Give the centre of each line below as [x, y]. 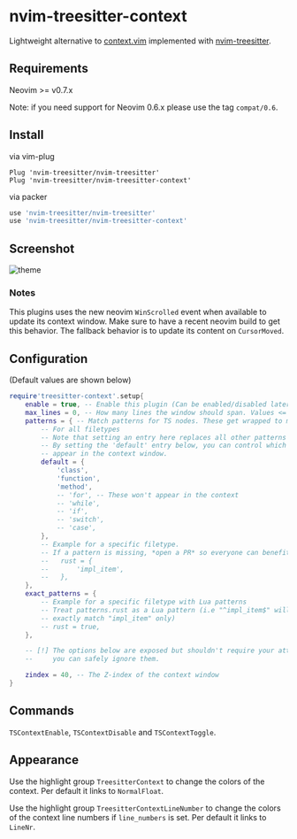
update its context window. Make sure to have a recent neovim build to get [145, 321]
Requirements [49, 69]
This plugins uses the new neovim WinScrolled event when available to [138, 312]
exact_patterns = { [61, 594]
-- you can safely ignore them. [93, 659]
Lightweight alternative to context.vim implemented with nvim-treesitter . [140, 41]
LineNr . [22, 827]
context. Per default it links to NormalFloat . [87, 790]
